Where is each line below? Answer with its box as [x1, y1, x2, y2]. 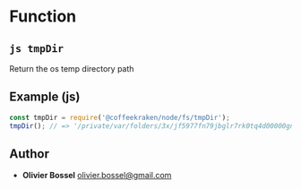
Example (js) [9, 90, 81, 105]
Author [9, 146, 49, 161]
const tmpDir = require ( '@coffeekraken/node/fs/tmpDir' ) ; [9, 113, 230, 122]
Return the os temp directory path [9, 64, 134, 73]
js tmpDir [9, 42, 64, 55]
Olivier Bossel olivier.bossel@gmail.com [21, 170, 172, 181]
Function [9, 6, 77, 27]
